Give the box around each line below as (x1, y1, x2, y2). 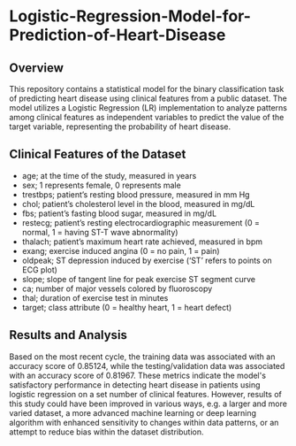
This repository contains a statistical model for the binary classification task (9, 84, 285, 94)
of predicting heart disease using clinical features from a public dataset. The (9, 93, 287, 104)
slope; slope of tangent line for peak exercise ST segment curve (21, 273, 256, 284)
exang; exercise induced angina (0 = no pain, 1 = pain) (21, 245, 220, 256)
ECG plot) (21, 264, 57, 275)
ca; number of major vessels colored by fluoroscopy (21, 283, 213, 294)
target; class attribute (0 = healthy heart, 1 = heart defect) (21, 302, 232, 312)
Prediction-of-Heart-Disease (9, 25, 226, 45)
